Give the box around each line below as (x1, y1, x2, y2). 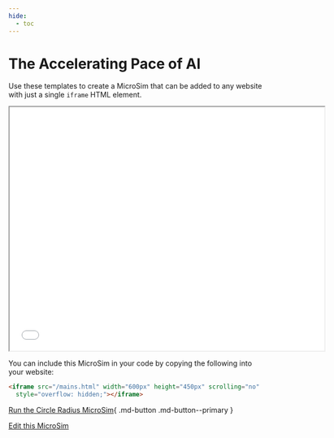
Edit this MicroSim (8, 421, 69, 431)
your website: (8, 367, 54, 377)
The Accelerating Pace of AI (8, 54, 201, 73)
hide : (8, 11, 27, 20)
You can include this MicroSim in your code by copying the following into (8, 358, 253, 368)
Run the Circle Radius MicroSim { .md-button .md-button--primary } (8, 405, 234, 415)
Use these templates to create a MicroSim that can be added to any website (8, 81, 262, 91)
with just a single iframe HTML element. (8, 90, 142, 100)
